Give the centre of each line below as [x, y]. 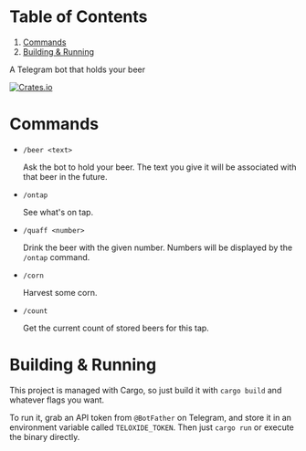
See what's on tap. [58, 212]
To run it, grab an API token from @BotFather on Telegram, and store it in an [151, 417]
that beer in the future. [65, 176]
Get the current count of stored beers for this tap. [116, 328]
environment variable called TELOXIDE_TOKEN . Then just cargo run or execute [152, 427]
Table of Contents [79, 17]
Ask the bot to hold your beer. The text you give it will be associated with [159, 167]
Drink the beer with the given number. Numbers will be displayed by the [158, 247]
